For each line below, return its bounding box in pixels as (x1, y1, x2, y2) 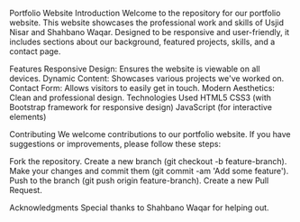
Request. (9, 185, 42, 195)
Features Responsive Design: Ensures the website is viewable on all (9, 63, 260, 74)
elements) (9, 112, 47, 122)
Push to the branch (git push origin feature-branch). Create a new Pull (9, 175, 269, 186)
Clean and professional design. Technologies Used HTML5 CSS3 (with (9, 92, 272, 103)
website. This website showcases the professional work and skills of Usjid (9, 17, 284, 28)
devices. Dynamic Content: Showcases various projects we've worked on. (9, 73, 285, 84)
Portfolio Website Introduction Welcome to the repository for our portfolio (9, 8, 281, 18)
